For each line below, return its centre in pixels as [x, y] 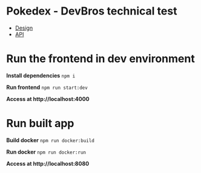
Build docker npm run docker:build [51, 140]
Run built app [40, 124]
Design [24, 28]
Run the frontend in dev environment [100, 59]
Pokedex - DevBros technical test [92, 11]
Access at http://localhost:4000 [48, 99]
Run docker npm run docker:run [46, 152]
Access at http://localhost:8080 [48, 163]
